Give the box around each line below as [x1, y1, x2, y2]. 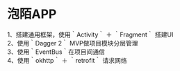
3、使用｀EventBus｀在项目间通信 [7, 48, 106, 56]
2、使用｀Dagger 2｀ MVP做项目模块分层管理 [7, 39, 138, 47]
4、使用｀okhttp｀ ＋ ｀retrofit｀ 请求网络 [7, 56, 127, 64]
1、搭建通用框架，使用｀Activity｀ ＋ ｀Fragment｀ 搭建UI [7, 30, 174, 39]
